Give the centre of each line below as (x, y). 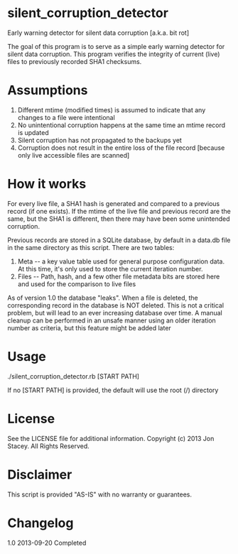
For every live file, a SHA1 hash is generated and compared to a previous (114, 203)
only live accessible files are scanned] (74, 155)
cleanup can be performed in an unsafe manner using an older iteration (112, 320)
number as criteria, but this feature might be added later (90, 327)
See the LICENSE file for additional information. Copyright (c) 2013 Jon (111, 438)
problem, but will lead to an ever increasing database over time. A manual (115, 313)
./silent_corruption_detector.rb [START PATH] (74, 376)
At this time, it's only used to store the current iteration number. (110, 268)
